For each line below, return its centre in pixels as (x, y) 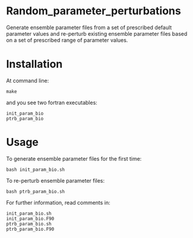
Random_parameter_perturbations (94, 11)
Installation (34, 64)
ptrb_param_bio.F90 (30, 229)
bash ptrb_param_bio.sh (36, 192)
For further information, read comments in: (58, 202)
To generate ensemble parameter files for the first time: (74, 158)
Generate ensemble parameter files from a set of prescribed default (89, 27)
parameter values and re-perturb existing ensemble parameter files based (97, 33)
